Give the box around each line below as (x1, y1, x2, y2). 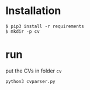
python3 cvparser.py (5, 78, 56, 84)
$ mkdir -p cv (5, 28, 40, 34)
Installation (5, 4, 61, 18)
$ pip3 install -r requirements (5, 23, 84, 29)
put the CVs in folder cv (5, 67, 62, 74)
